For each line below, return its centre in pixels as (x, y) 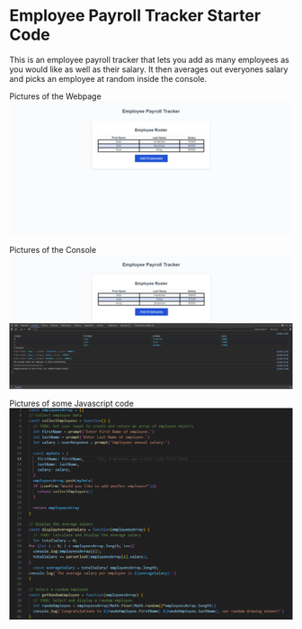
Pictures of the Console (53, 250)
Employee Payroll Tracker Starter (135, 16)
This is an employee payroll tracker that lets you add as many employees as (149, 59)
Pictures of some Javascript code (72, 404)
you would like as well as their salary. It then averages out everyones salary (149, 69)
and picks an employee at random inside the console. (108, 78)
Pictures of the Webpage (55, 96)
